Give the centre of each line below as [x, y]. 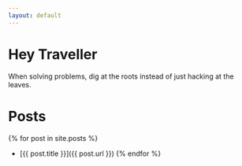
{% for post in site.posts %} [53, 138]
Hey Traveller [53, 54]
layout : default [35, 15]
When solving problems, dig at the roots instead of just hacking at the [121, 76]
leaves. [20, 84]
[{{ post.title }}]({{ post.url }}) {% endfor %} [90, 153]
